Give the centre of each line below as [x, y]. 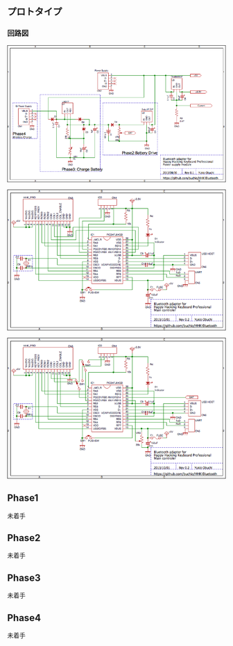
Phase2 [24, 538]
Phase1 [23, 498]
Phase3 [24, 578]
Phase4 [24, 618]
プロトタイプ [35, 12]
